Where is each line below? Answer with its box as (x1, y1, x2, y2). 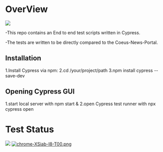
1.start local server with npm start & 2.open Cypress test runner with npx (5, 101, 156, 107)
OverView (5, 4, 48, 15)
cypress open (5, 106, 34, 112)
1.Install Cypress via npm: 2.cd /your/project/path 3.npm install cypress (5, 67, 153, 73)
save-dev (5, 72, 25, 79)
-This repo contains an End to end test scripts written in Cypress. (5, 29, 140, 36)
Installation (5, 54, 41, 62)
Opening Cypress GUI (5, 87, 75, 96)
